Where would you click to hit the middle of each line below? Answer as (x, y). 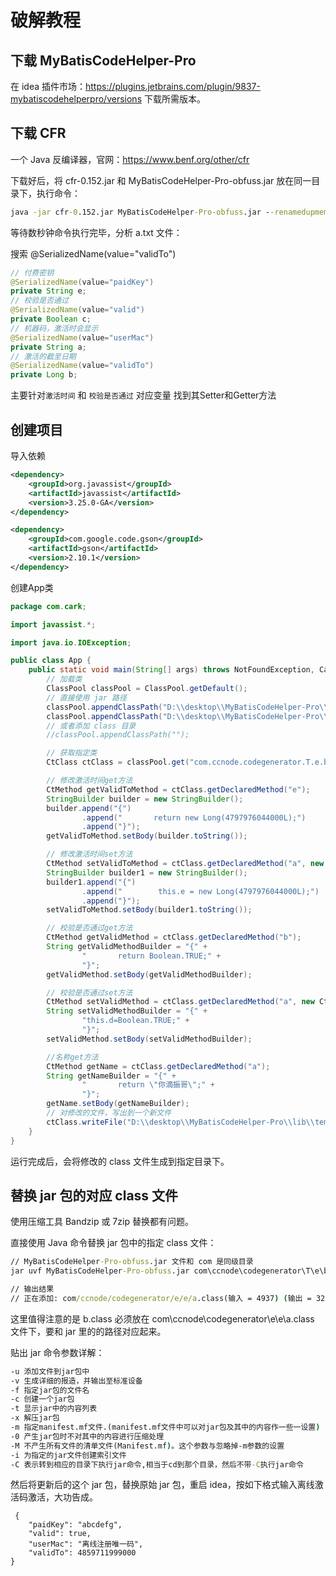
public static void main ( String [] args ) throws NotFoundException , (171, 670)
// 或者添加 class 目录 (91, 726)
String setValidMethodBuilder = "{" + (127, 1011)
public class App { (51, 661)
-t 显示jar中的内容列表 (54, 1409)
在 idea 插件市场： (48, 86)
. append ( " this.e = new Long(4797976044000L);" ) (200, 891)
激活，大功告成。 (62, 1497)
